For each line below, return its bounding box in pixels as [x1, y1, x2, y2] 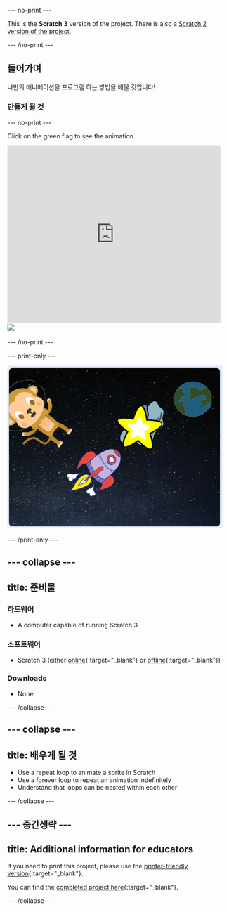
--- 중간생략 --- [7, 819, 72, 831]
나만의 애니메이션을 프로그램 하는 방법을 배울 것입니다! [7, 82, 156, 91]
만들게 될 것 [7, 102, 44, 112]
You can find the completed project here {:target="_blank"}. [7, 883, 179, 892]
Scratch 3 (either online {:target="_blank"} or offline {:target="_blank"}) [17, 656, 221, 665]
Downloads [7, 674, 47, 684]
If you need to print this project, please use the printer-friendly [7, 862, 188, 871]
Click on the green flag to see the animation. [7, 132, 136, 141]
